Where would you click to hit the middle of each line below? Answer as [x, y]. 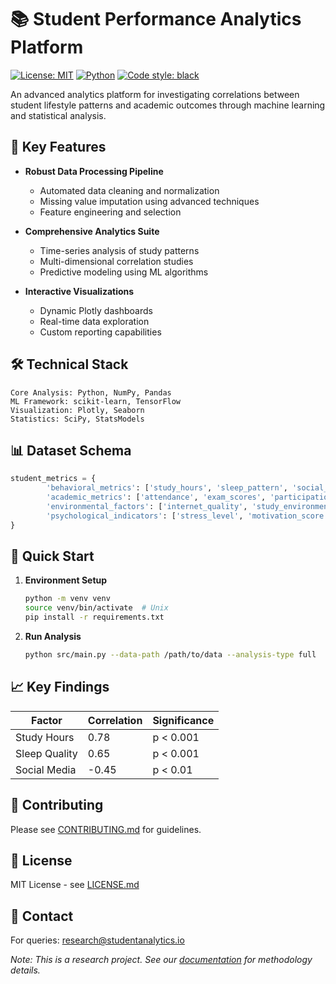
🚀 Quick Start [52, 556]
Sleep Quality [46, 753]
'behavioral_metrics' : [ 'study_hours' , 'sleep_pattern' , [167, 488]
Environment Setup [66, 580]
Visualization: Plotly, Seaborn [77, 410]
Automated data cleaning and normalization [129, 190]
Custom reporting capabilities [100, 332]
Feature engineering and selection [110, 212]
